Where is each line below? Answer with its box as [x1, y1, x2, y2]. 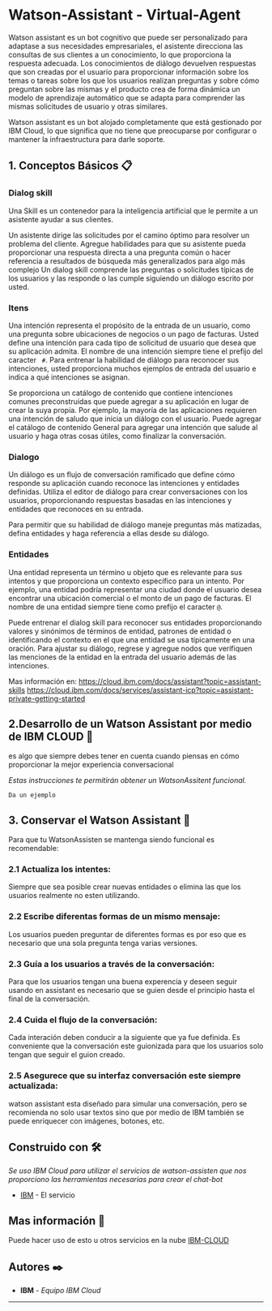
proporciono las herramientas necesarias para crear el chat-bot [8, 1175, 223, 1184]
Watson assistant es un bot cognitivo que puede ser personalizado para [8, 32, 249, 42]
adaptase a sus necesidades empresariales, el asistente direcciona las [8, 41, 244, 50]
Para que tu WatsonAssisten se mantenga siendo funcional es [8, 835, 215, 845]
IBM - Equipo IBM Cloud [19, 1286, 101, 1296]
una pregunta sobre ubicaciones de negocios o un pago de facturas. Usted [8, 329, 259, 338]
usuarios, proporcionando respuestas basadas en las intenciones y [8, 496, 232, 505]
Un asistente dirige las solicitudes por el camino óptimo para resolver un [8, 230, 250, 240]
